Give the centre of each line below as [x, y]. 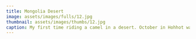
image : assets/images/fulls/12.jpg [49, 17]
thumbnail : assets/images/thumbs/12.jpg [56, 22]
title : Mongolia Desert [35, 11]
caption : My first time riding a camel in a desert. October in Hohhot [95, 27]
